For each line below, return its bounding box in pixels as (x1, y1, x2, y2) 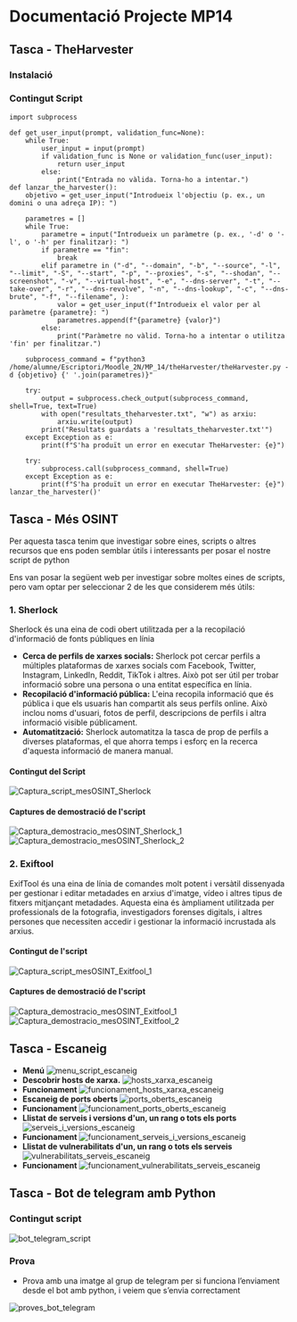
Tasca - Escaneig (9, 1042, 107, 1057)
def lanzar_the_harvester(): (9, 183, 118, 192)
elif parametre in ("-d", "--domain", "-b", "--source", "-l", (41, 261, 281, 270)
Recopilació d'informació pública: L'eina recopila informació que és (21, 688, 274, 699)
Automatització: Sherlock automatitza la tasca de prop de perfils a (21, 726, 269, 737)
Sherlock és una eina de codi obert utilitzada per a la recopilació (9, 623, 245, 635)
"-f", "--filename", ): (41, 292, 129, 301)
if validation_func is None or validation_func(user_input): (41, 152, 274, 161)
